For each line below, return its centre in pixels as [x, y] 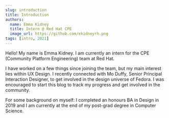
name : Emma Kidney [30, 24]
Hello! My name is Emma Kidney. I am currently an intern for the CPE [77, 53]
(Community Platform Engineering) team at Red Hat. [60, 58]
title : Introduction [27, 15]
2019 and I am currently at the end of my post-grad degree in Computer [81, 105]
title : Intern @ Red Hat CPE [41, 29]
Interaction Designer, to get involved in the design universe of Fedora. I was [85, 79]
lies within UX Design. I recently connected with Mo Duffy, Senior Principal [84, 74]
